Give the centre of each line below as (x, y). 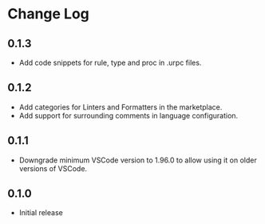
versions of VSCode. (53, 168)
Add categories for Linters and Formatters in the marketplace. (121, 107)
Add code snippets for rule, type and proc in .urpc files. (110, 62)
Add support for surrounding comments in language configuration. (129, 115)
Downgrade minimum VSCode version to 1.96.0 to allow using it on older (138, 160)
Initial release (41, 213)
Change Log (48, 14)
